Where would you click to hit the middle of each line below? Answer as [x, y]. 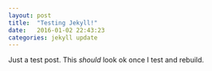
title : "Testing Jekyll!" [53, 23]
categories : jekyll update [53, 37]
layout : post [30, 15]
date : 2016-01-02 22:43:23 [57, 30]
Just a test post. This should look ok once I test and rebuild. [106, 60]
